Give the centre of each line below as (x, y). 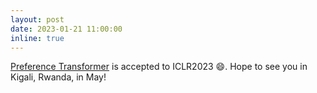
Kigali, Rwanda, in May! (58, 77)
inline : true (37, 38)
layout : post (37, 19)
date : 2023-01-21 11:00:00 (66, 29)
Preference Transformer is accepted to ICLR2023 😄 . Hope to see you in (159, 67)
